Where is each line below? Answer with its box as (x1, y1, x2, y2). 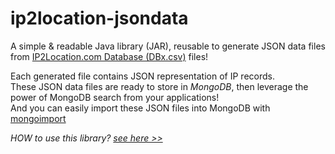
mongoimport (10, 112, 67, 124)
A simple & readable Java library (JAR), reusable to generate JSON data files (10, 40, 326, 52)
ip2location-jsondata (10, 7, 189, 30)
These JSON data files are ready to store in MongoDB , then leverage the (10, 80, 309, 92)
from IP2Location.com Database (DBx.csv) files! (10, 50, 209, 62)
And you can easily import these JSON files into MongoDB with (10, 102, 271, 114)
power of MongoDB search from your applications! (10, 91, 220, 103)
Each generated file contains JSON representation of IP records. (10, 70, 275, 82)
